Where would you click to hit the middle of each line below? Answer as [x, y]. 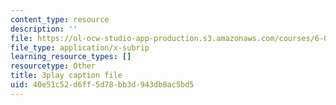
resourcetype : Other [53, 66]
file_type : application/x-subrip [80, 47]
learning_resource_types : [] [71, 57]
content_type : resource [60, 19]
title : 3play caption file [66, 76]
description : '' [44, 29]
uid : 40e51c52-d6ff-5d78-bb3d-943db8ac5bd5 [102, 85]
